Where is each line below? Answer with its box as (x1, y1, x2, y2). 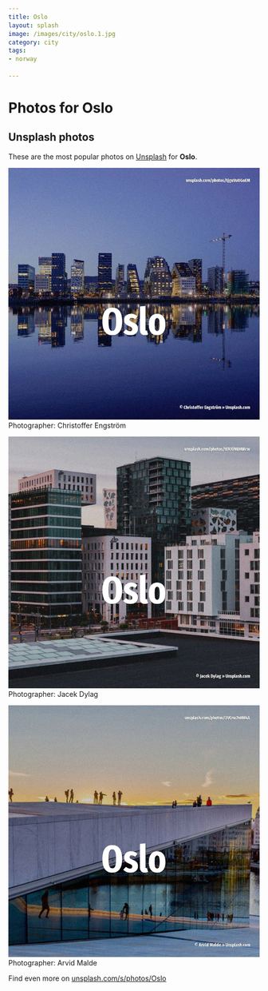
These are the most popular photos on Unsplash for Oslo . (8, 152, 198, 161)
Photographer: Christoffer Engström (8, 420, 126, 430)
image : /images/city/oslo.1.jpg (8, 30, 116, 38)
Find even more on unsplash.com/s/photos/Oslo (8, 973, 167, 983)
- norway (8, 55, 37, 63)
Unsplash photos (8, 130, 95, 144)
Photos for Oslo (8, 99, 113, 117)
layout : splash (8, 21, 59, 30)
